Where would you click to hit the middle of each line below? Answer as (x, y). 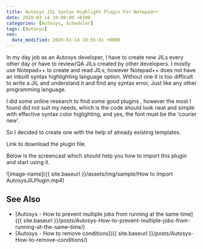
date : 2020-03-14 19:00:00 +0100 (48, 18)
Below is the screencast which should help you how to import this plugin (97, 156)
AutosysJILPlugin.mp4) (35, 180)
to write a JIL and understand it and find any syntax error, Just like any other (101, 83)
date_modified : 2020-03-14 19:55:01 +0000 (66, 40)
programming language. (36, 89)
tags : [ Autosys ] (27, 29)
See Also (23, 200)
